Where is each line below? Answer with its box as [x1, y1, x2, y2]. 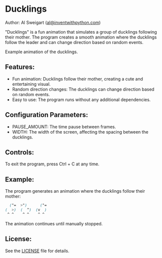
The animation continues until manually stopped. [5, 220, 103, 226]
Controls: [5, 148, 34, 157]
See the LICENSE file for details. [5, 248, 70, 254]
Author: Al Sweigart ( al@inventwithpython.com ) [5, 20, 101, 25]
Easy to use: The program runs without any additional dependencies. [12, 97, 151, 102]
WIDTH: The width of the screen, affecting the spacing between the [12, 129, 149, 135]
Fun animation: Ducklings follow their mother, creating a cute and [12, 76, 143, 81]
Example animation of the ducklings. [5, 49, 78, 55]
